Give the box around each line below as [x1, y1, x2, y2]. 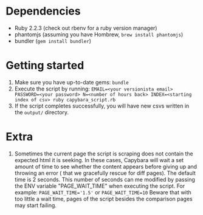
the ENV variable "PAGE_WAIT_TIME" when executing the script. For [14, 182, 185, 189]
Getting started [5, 59, 84, 72]
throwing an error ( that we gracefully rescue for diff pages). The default [14, 169, 196, 177]
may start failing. [14, 202, 57, 209]
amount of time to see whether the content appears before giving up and [14, 163, 198, 170]
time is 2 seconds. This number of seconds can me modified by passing [14, 176, 196, 183]
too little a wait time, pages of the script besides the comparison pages [14, 195, 193, 202]
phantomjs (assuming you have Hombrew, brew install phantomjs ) [14, 30, 184, 38]
